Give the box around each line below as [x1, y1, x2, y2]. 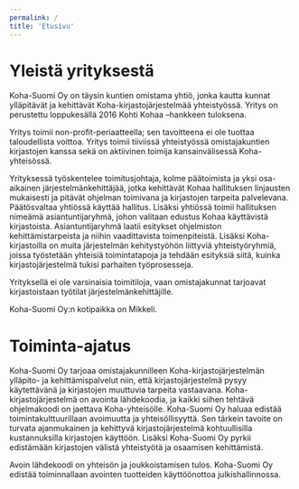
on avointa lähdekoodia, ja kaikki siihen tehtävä [79, 394, 255, 405]
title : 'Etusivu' [9, 22, 75, 31]
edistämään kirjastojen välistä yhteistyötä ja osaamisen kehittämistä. [9, 442, 264, 453]
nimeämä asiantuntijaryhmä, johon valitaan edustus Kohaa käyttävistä [9, 211, 268, 222]
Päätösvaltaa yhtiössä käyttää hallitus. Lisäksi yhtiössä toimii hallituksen [9, 202, 277, 213]
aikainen [9, 182, 41, 194]
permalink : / [9, 13, 59, 23]
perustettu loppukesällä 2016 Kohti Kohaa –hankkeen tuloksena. [9, 109, 247, 120]
